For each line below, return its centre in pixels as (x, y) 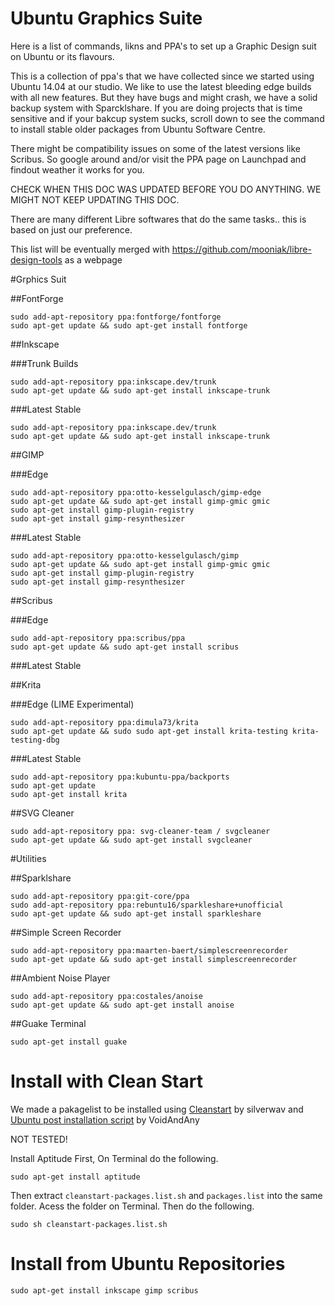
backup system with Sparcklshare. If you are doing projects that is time (156, 108)
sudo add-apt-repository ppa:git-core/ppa (100, 896)
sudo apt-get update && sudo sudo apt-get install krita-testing (149, 731)
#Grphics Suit (38, 279)
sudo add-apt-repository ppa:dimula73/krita (104, 722)
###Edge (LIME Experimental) (72, 704)
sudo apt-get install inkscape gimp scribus (104, 1290)
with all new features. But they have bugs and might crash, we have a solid (164, 97)
